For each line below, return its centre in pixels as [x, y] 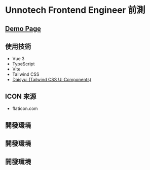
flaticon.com [25, 108]
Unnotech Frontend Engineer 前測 [75, 10]
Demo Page [23, 28]
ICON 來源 [21, 96]
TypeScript [23, 64]
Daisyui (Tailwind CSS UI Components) [52, 80]
